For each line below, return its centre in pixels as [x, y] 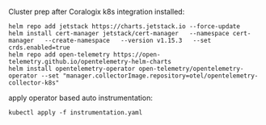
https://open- [137, 55]
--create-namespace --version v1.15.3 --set [128, 40]
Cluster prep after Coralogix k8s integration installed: [97, 12]
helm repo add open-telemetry [59, 55]
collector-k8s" [34, 83]
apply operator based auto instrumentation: [81, 98]
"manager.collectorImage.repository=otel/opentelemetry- [160, 76]
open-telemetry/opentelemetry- [191, 69]
